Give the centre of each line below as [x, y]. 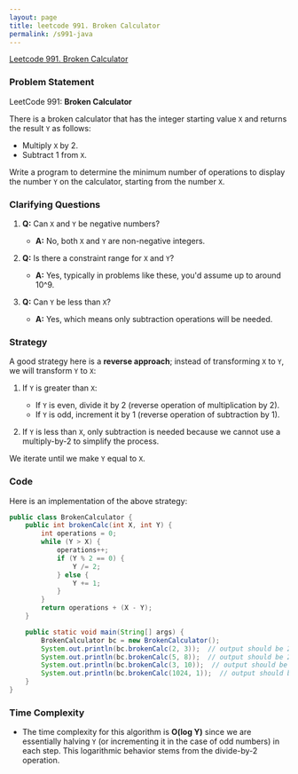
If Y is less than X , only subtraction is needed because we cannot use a [151, 432]
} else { [73, 575]
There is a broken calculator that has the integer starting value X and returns [148, 118]
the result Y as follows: [50, 128]
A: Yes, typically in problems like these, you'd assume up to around [158, 275]
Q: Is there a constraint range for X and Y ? [98, 257]
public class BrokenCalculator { [71, 517]
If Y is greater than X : [59, 388]
